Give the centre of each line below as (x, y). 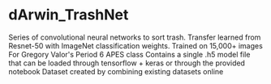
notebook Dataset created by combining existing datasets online (116, 71)
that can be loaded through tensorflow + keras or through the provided (127, 63)
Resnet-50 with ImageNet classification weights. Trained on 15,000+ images (136, 45)
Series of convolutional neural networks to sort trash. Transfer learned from (135, 37)
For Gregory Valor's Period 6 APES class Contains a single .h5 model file (129, 54)
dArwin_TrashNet (69, 15)
